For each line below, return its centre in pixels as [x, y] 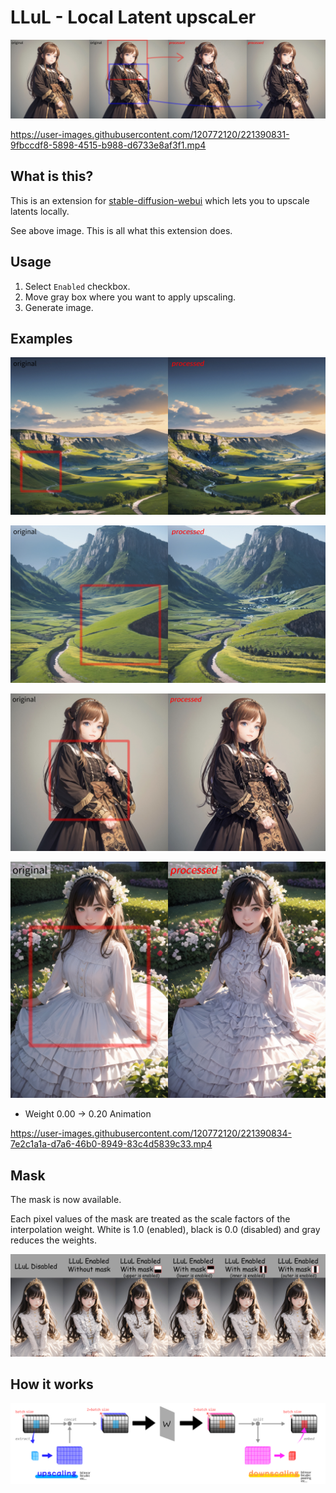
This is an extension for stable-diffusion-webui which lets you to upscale [160, 200]
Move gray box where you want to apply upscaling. [130, 297]
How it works [52, 1384]
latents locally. [40, 211]
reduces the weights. [53, 1240]
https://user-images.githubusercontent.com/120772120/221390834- [151, 1133]
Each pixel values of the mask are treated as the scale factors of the [150, 1219]
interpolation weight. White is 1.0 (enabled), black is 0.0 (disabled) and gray [165, 1230]
